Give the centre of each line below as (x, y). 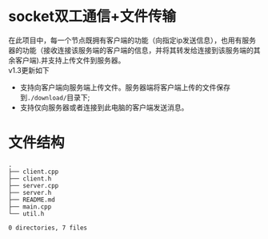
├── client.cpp (34, 172)
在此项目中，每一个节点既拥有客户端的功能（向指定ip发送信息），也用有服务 (132, 40)
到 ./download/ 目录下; (55, 97)
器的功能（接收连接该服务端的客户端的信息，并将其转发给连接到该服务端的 (131, 50)
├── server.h (30, 192)
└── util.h (26, 213)
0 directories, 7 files (48, 228)
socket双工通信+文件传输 (92, 16)
